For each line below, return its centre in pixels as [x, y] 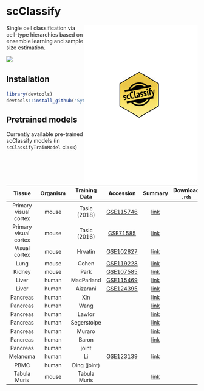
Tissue [22, 193]
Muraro [86, 331]
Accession [122, 193]
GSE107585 [122, 271]
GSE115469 [122, 280]
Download [186, 190]
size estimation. [26, 48]
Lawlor [86, 314]
